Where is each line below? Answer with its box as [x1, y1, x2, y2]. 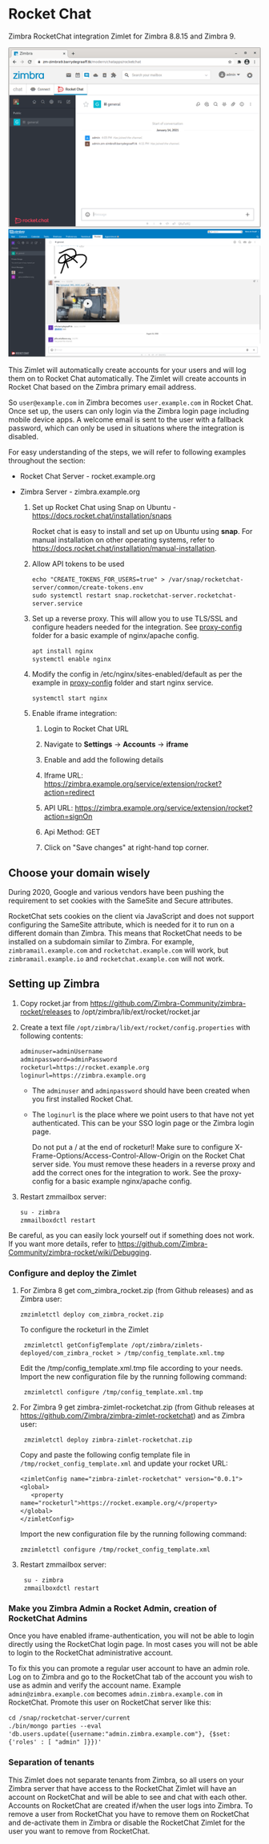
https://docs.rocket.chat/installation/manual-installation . [31, 544, 217, 553]
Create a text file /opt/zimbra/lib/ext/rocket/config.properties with [19, 1022, 251, 1032]
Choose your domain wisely [8, 866, 151, 880]
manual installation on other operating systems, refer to [31, 535, 215, 545]
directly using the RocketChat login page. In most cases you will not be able [8, 1640, 259, 1649]
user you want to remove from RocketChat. [8, 1826, 151, 1836]
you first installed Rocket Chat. [31, 1094, 134, 1103]
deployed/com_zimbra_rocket [19, 1349, 114, 1357]
